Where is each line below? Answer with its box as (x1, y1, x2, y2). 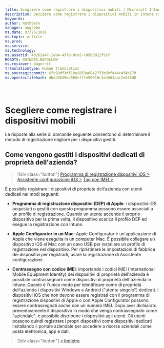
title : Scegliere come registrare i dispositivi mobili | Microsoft (5, 7, 147, 12)
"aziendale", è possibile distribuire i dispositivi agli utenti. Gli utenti (12, 313, 145, 319)
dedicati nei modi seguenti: (5, 191, 60, 197)
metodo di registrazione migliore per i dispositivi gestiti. (5, 136, 117, 142)
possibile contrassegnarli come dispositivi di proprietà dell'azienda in (12, 276, 151, 282)
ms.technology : (5, 48, 36, 53)
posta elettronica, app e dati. (12, 328, 70, 334)
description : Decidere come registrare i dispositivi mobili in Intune (5, 12, 154, 17)
